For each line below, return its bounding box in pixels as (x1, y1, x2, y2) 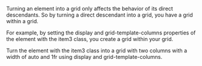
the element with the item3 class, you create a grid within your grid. (6, 36, 173, 42)
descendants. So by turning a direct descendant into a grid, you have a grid (6, 11, 194, 18)
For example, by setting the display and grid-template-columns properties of (6, 29, 196, 36)
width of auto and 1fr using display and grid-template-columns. (6, 54, 163, 60)
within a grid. (6, 18, 39, 24)
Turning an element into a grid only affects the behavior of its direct (6, 5, 173, 12)
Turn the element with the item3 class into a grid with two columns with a (6, 47, 188, 54)
